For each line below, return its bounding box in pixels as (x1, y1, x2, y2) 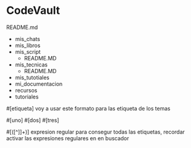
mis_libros (15, 42, 40, 49)
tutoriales (15, 93, 39, 100)
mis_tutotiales (15, 74, 50, 81)
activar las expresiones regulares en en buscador (6, 134, 129, 142)
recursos (15, 86, 37, 94)
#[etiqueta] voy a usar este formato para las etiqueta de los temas (6, 105, 170, 112)
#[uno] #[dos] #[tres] (6, 116, 59, 124)
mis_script (15, 48, 41, 55)
